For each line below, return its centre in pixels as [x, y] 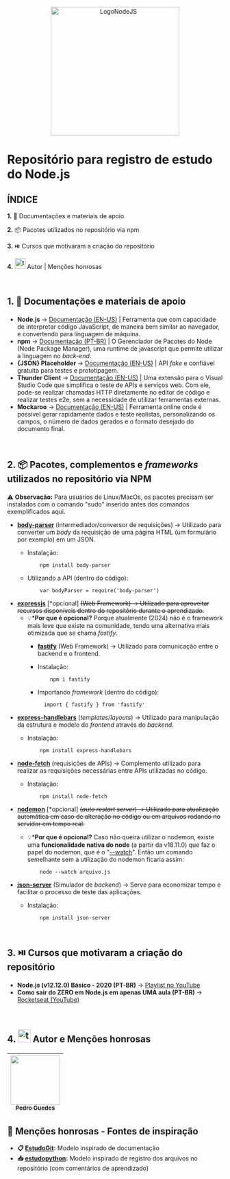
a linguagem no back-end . [54, 356]
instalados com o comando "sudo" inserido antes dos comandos [98, 504]
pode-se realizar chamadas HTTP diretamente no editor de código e [113, 393]
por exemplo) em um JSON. [56, 539]
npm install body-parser [75, 565]
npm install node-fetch [74, 796]
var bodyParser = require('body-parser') [100, 590]
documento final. [41, 429]
